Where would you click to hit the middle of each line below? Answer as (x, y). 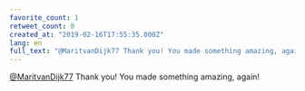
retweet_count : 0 (42, 26)
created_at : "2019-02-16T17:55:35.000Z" (87, 34)
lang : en (26, 43)
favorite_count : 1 (44, 18)
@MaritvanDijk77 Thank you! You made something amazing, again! (135, 77)
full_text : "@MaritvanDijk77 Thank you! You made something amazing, (144, 51)
